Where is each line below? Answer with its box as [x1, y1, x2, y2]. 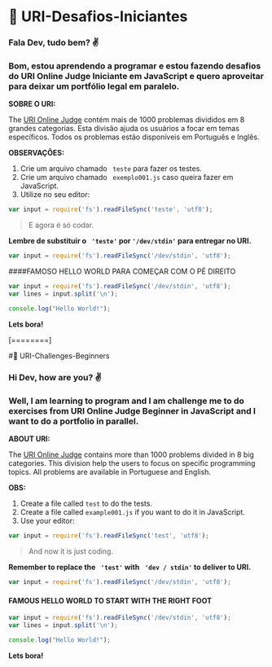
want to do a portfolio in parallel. [8, 415, 139, 427]
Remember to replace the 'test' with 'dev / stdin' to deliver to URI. [8, 562, 252, 573]
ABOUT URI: [8, 434, 50, 444]
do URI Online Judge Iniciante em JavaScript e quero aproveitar [8, 71, 265, 82]
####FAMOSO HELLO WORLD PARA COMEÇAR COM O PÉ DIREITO [8, 266, 236, 276]
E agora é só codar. [28, 220, 94, 230]
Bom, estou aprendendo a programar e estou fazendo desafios [8, 60, 261, 72]
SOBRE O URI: [8, 99, 56, 109]
